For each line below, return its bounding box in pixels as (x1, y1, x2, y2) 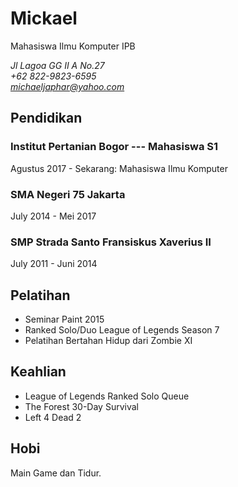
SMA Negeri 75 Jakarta (10, 187, 126, 201)
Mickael (10, 7, 78, 30)
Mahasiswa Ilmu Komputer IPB (10, 40, 136, 52)
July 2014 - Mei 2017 (10, 210, 97, 222)
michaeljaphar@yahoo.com (10, 80, 125, 92)
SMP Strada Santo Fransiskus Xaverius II (10, 235, 212, 249)
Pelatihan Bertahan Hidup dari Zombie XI (24, 335, 193, 347)
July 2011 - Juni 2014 (10, 258, 98, 270)
